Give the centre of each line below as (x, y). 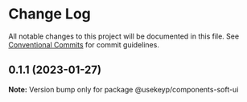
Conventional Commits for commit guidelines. (84, 44)
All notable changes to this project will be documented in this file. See (124, 36)
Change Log (49, 14)
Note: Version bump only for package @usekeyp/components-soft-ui (123, 89)
